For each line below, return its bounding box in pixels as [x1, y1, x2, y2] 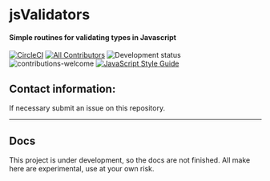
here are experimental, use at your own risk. [9, 164, 155, 174]
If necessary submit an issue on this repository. [9, 103, 166, 113]
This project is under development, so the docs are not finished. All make [9, 155, 251, 165]
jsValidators [9, 6, 91, 24]
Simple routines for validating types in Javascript [9, 32, 177, 42]
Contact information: [9, 82, 116, 95]
